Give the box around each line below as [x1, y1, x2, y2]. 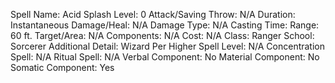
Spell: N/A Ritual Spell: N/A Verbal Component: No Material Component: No [10, 51, 320, 63]
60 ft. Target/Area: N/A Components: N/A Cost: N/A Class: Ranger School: [10, 30, 315, 41]
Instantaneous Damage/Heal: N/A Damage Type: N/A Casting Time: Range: [10, 19, 320, 31]
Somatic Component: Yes [10, 62, 115, 73]
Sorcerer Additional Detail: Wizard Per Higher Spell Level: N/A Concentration [10, 40, 326, 52]
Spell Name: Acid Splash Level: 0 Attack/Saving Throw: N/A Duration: [10, 9, 296, 20]
